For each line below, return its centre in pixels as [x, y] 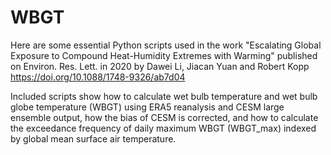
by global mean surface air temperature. [93, 138]
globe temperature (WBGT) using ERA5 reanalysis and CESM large [147, 107]
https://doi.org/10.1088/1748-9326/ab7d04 [98, 77]
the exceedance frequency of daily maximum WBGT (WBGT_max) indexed [163, 128]
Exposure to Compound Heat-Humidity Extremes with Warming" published [164, 55]
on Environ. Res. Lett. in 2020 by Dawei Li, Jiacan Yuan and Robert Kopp [160, 66]
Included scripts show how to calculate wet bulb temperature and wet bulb [164, 96]
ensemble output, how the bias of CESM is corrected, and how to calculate [164, 117]
